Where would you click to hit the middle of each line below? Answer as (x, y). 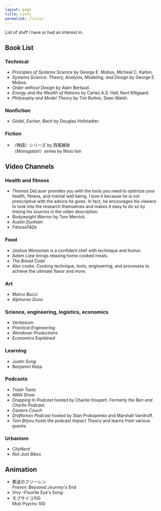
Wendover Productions (35, 333)
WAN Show (23, 395)
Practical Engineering (34, 328)
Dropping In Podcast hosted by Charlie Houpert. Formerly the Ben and (82, 400)
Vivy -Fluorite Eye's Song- (38, 492)
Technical (17, 61)
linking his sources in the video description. (55, 211)
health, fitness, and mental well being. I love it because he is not (76, 196)
